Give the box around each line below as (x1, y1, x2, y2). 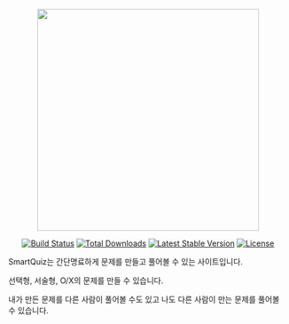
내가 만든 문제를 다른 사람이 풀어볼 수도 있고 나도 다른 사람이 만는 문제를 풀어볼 (8, 294, 280, 304)
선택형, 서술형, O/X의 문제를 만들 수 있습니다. (8, 275, 164, 286)
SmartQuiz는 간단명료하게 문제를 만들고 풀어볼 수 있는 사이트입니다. (8, 257, 243, 266)
